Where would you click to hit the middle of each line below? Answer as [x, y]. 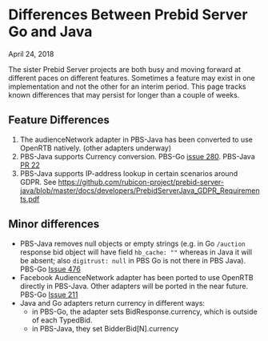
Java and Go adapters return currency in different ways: [112, 303]
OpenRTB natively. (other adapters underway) [96, 148]
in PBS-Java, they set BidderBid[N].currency [105, 328]
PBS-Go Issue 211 [49, 295]
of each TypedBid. [62, 320]
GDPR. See [38, 182]
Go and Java [50, 32]
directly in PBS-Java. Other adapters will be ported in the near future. [134, 286]
